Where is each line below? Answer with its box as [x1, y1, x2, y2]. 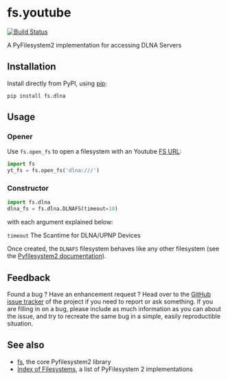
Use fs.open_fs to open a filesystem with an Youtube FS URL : [7, 147, 182, 156]
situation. [7, 319, 34, 328]
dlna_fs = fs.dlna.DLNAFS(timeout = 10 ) [7, 205, 118, 213]
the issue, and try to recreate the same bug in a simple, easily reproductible [7, 312, 221, 321]
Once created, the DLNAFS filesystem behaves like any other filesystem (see [7, 244, 220, 253]
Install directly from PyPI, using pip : [7, 79, 108, 87]
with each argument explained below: [7, 218, 113, 226]
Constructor [7, 184, 49, 193]
